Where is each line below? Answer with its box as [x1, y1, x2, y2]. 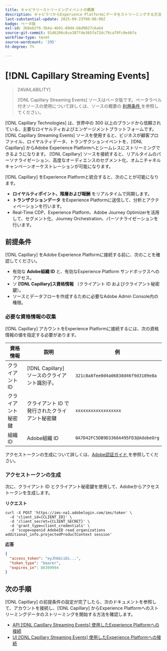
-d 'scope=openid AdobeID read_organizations [9, 528, 106, 533]
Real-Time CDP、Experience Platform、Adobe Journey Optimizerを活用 [12, 209, 160, 215]
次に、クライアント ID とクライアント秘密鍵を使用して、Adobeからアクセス [5, 483, 160, 489]
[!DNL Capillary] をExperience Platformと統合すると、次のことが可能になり [5, 174, 159, 180]
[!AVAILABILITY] [17, 87, 51, 93]
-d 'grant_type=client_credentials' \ [9, 523, 90, 528]
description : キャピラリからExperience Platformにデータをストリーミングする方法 [5, 12, 162, 17]
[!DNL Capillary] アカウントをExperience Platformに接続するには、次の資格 [5, 325, 159, 331]
